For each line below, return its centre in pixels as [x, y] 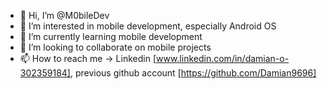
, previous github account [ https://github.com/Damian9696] [193, 73]
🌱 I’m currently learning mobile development [111, 36]
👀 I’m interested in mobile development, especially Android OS [148, 26]
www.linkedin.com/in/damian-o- [223, 58]
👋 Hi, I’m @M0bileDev [64, 15]
